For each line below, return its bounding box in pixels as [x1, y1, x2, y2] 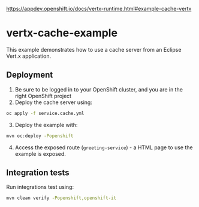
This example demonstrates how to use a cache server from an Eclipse [6, 46, 182, 53]
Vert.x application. [6, 52, 52, 60]
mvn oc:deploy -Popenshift [6, 132, 74, 139]
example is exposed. [14, 150, 66, 157]
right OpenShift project [14, 92, 72, 99]
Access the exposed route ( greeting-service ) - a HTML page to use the [14, 144, 193, 151]
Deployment [6, 70, 53, 80]
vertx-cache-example [6, 26, 118, 40]
